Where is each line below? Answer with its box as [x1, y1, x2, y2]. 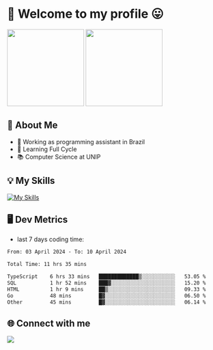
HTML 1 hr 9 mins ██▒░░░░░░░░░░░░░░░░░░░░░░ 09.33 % [7, 286, 206, 293]
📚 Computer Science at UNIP [16, 152, 101, 161]
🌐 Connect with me [7, 317, 91, 329]
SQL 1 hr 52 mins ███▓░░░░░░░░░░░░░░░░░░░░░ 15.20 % [7, 280, 206, 286]
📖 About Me [7, 120, 58, 131]
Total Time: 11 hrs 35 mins [7, 261, 87, 268]
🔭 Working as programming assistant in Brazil [16, 137, 145, 146]
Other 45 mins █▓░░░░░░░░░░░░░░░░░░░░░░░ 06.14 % [7, 299, 206, 306]
